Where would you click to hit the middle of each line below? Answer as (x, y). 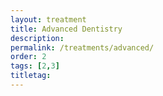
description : (37, 38)
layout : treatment (48, 19)
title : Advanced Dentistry (66, 29)
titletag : (31, 76)
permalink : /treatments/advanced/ (82, 47)
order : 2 (28, 57)
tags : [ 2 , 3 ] (35, 66)
